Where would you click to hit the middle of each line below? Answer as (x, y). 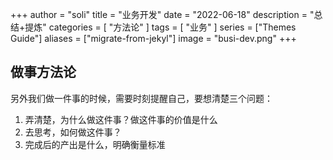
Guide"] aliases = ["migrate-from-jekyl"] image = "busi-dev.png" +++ (153, 38)
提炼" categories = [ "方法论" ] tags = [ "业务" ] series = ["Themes (160, 27)
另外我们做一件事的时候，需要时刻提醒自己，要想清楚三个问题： (141, 98)
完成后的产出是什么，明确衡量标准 (95, 144)
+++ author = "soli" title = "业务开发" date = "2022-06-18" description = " (162, 14)
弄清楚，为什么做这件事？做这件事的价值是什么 (121, 119)
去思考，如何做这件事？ (73, 132)
